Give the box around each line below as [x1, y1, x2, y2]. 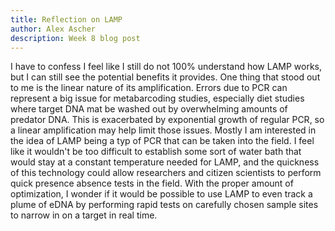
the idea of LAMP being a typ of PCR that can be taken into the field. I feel [10, 135, 315, 147]
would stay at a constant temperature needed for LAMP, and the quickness [10, 156, 320, 168]
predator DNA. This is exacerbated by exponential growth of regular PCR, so [10, 114, 325, 126]
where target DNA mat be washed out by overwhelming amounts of [10, 103, 288, 115]
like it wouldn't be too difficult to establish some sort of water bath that [10, 146, 302, 158]
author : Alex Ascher [10, 24, 97, 34]
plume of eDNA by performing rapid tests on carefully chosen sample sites [10, 199, 319, 211]
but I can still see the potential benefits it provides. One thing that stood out [10, 71, 321, 83]
